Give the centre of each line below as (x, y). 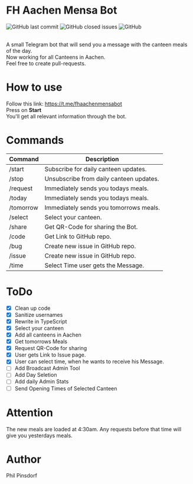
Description (102, 159)
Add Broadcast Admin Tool (47, 368)
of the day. (19, 50)
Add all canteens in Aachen (48, 335)
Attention (30, 413)
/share (18, 227)
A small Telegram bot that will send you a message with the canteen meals (97, 44)
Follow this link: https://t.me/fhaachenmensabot (64, 104)
